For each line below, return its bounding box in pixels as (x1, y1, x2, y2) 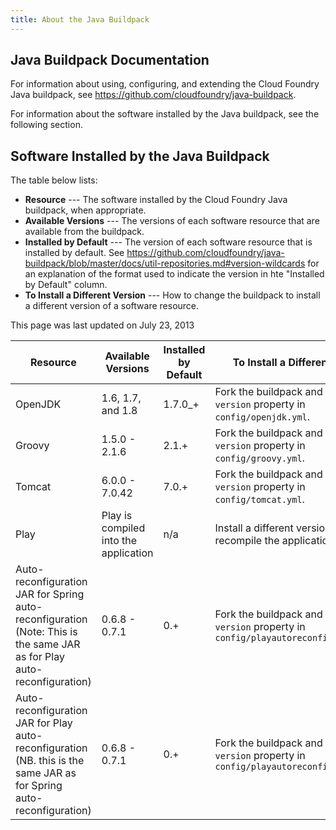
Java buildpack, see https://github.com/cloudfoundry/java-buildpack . (10, 89, 297, 101)
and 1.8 (101, 404, 138, 418)
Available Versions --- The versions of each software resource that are (24, 215, 320, 227)
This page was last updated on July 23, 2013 (10, 319, 195, 331)
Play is (101, 509, 133, 523)
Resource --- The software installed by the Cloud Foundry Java (24, 194, 288, 206)
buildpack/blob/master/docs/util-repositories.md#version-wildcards (24, 257, 306, 270)
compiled (101, 521, 146, 535)
